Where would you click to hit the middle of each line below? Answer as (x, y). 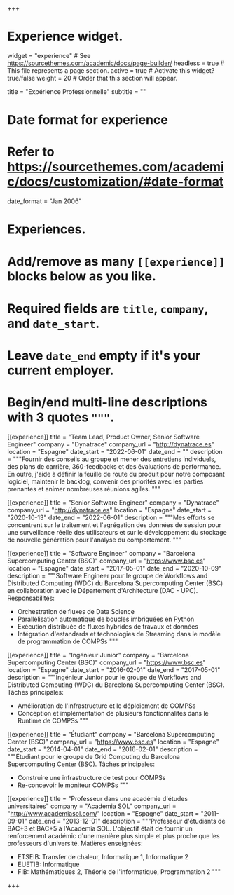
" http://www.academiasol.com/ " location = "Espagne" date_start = (103, 813)
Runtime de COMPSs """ (53, 720)
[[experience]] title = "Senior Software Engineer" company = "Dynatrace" (113, 503)
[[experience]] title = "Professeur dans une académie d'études (97, 798)
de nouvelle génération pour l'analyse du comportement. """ (95, 540)
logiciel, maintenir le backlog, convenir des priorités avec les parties (105, 481)
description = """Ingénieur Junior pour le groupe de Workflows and (104, 677)
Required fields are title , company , (108, 308)
